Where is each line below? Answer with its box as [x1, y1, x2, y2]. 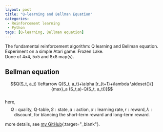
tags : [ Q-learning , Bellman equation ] [5, 30, 84, 35]
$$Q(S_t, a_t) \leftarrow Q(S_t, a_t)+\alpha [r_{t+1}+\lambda [10, 81, 129, 87]
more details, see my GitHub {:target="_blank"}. [5, 121, 100, 127]
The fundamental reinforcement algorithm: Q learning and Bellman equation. [5, 44, 159, 49]
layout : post [5, 7, 32, 12]
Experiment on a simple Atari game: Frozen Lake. [5, 48, 104, 54]
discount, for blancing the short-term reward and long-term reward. [14, 111, 150, 117]
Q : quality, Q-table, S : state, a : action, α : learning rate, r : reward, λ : [10, 106, 152, 112]
